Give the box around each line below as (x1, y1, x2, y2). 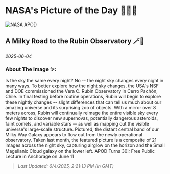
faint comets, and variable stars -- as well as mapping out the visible (5, 121, 150, 127)
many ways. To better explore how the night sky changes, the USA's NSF (5, 83, 159, 89)
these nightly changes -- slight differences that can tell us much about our (5, 99, 162, 105)
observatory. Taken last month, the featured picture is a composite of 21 (5, 137, 157, 143)
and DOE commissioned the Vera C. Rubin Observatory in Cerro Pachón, (5, 88, 158, 94)
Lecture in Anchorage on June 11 (5, 153, 74, 160)
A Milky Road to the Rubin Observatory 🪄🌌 (5, 37, 144, 45)
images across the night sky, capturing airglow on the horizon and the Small (5, 142, 165, 148)
